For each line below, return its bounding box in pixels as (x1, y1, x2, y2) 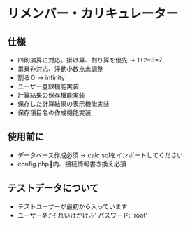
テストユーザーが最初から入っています (17, 202, 128, 211)
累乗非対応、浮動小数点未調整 (17, 65, 103, 73)
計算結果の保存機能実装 (17, 91, 85, 99)
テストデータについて (7, 182, 99, 194)
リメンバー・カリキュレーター (7, 6, 179, 22)
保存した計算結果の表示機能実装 (17, 100, 110, 108)
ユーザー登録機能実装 (17, 82, 79, 91)
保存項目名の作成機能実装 (17, 109, 92, 117)
